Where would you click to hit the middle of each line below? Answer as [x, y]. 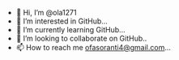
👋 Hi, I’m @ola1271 [46, 13]
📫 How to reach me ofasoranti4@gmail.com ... [94, 47]
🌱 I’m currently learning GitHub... [70, 30]
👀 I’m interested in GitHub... [62, 21]
